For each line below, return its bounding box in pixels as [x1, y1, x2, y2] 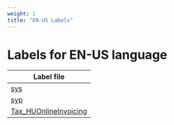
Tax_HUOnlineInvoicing [10, 106, 87, 116]
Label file [33, 72, 65, 82]
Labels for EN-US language [7, 47, 168, 63]
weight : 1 [7, 10, 36, 17]
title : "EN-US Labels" [7, 17, 73, 24]
